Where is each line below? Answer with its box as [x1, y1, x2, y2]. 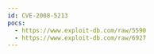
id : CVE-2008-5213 [7, 11, 68, 20]
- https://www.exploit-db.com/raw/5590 [14, 26, 147, 34]
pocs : [7, 19, 25, 27]
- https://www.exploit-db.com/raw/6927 [14, 33, 147, 42]
